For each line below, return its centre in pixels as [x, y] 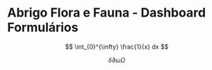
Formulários [43, 27]
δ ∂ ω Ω [117, 60]
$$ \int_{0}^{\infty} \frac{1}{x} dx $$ [117, 46]
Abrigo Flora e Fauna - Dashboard [107, 13]
